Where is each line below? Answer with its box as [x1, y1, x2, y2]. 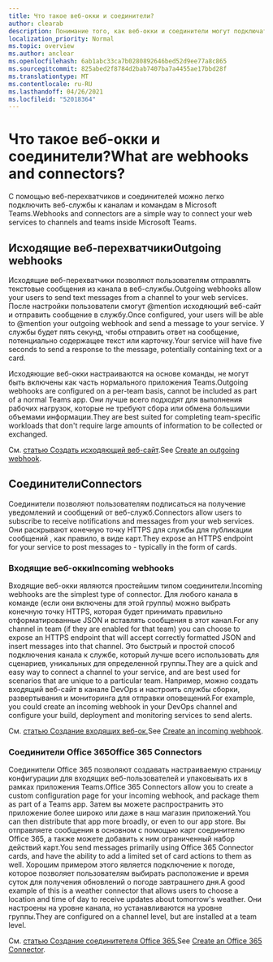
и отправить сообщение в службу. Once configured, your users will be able [8, 310, 264, 320]
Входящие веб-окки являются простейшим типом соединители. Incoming [8, 581, 262, 590]
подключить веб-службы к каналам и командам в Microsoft [8, 200, 217, 210]
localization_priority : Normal [8, 34, 115, 43]
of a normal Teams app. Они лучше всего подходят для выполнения [8, 395, 243, 404]
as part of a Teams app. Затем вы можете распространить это [8, 799, 223, 809]
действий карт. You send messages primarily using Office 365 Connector [8, 842, 254, 852]
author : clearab [8, 20, 63, 28]
